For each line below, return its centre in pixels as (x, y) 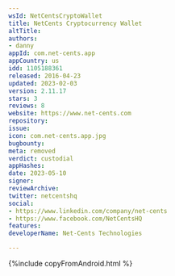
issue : (19, 128)
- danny (21, 46)
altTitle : (25, 31)
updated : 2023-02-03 (43, 83)
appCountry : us (34, 61)
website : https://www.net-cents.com (70, 114)
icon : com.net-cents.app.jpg (57, 136)
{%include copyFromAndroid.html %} (71, 263)
